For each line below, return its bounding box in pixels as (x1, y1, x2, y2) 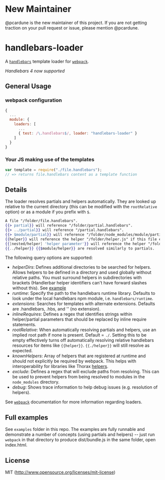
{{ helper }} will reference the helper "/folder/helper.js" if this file (5, 237, 157, 242)
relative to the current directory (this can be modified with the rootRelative (5, 204, 157, 210)
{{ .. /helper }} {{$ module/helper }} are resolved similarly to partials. (5, 246, 155, 251)
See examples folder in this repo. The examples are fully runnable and (5, 426, 145, 432)
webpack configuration (5, 97, 62, 104)
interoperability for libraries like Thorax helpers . (12, 364, 109, 369)
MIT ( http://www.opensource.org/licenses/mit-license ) (5, 469, 116, 475)
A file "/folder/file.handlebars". (5, 219, 78, 224)
